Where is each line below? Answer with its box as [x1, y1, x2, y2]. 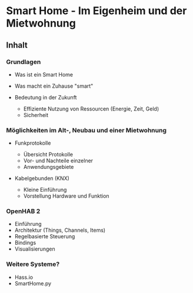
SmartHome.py [14, 279, 52, 287]
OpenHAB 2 [6, 207, 41, 215]
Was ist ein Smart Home [14, 71, 74, 78]
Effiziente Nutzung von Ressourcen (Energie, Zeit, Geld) [23, 105, 159, 112]
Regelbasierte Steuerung [14, 233, 75, 240]
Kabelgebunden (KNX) [14, 175, 69, 182]
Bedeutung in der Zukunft [14, 94, 77, 101]
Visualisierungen [14, 245, 55, 252]
